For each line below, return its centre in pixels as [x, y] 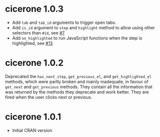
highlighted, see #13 [32, 43]
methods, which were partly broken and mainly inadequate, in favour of [77, 81]
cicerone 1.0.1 [33, 117]
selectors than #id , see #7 [38, 33]
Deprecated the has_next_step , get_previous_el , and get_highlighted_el [79, 76]
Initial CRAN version [32, 130]
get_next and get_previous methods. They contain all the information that [79, 87]
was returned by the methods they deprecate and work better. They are [77, 92]
